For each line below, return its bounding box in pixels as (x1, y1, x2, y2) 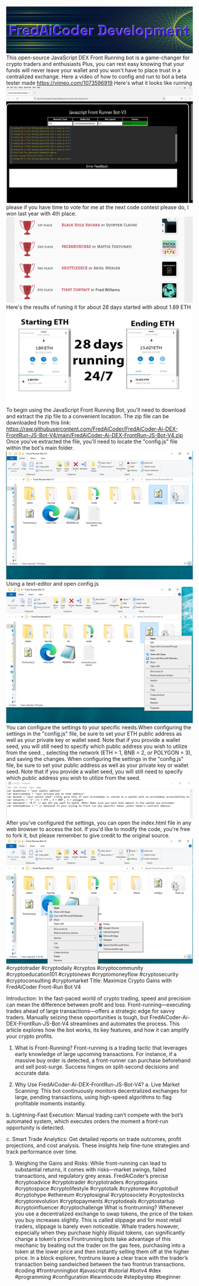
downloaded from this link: (6, 419, 71, 426)
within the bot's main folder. (6, 444, 74, 451)
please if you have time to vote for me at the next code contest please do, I (6, 203, 189, 211)
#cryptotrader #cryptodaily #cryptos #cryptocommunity (6, 965, 144, 972)
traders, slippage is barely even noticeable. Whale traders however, (14, 1223, 179, 1230)
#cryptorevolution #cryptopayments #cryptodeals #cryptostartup (14, 1197, 175, 1205)
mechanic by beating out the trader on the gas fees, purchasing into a (14, 1242, 185, 1249)
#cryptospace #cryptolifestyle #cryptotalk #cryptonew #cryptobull (14, 1185, 179, 1192)
